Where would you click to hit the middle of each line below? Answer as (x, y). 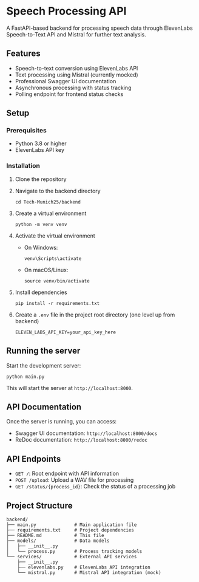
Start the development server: (44, 365)
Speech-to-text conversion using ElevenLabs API (76, 68)
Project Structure (39, 505)
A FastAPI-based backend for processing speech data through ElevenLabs (99, 28)
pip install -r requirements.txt (57, 303)
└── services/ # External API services (72, 556)
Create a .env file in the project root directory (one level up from (95, 315)
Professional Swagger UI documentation (66, 81)
